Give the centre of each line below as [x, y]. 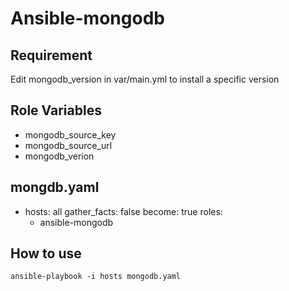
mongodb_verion [59, 156]
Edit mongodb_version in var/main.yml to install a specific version [145, 79]
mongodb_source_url [68, 145]
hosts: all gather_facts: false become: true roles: [123, 211]
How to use [46, 253]
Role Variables [56, 110]
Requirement [51, 55]
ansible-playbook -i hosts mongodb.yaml [96, 277]
